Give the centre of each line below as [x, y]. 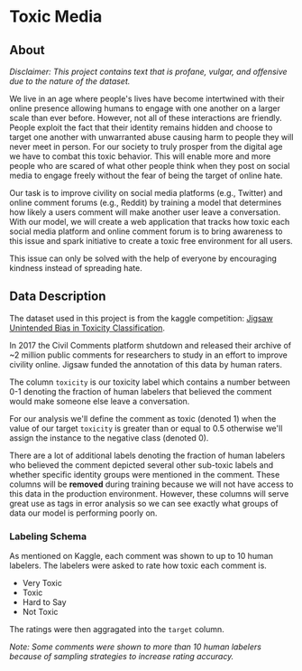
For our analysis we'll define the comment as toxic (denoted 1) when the [143, 418]
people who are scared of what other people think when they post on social [150, 166]
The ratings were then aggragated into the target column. [117, 629]
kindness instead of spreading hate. [76, 268]
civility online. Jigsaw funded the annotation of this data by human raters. [146, 364]
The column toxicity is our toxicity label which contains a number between [150, 382]
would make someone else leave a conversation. [100, 401]
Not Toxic [40, 612]
